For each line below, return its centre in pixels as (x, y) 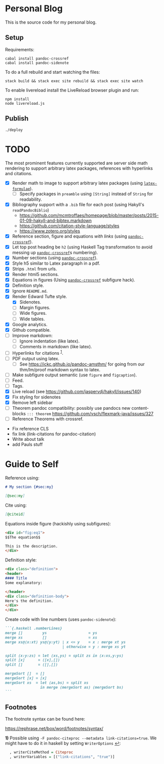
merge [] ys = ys (51, 633)
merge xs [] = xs (51, 638)
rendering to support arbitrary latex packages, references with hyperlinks (79, 168)
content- (140, 408)
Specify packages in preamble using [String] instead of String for (86, 194)
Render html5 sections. (35, 274)
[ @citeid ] (15, 514)
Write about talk (28, 439)
